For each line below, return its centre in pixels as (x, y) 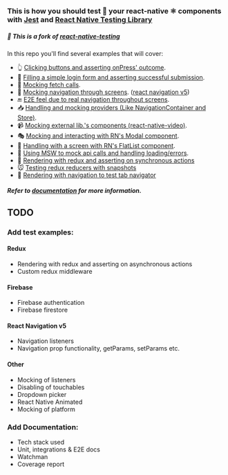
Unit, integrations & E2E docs (58, 449)
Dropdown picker (42, 394)
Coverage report (40, 464)
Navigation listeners (46, 341)
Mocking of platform (46, 409)
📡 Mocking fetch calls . (49, 84)
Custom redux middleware (55, 271)
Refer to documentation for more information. (74, 191)
